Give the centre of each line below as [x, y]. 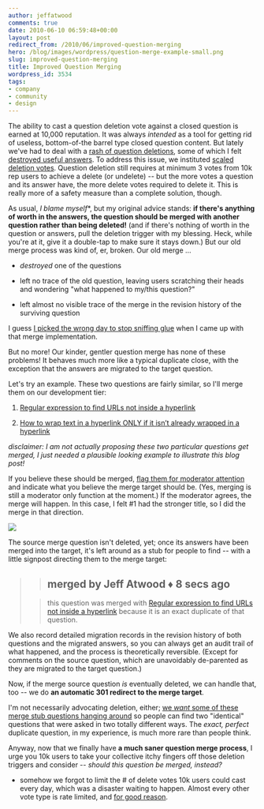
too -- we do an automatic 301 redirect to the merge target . [106, 692]
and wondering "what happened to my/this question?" [107, 290]
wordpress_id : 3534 [40, 74]
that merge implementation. [53, 337]
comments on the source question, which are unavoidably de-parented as [128, 660]
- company [24, 89]
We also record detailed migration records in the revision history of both [125, 635]
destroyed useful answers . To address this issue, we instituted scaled [121, 159]
